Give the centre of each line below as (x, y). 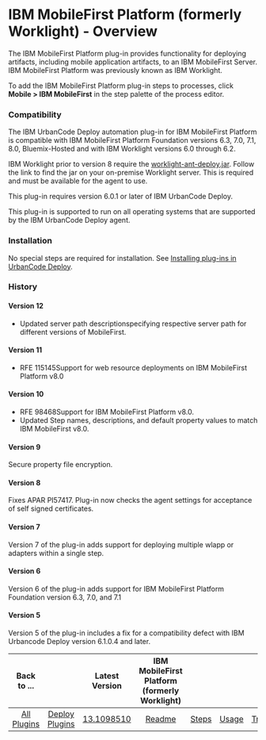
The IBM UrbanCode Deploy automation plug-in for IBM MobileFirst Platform (133, 132)
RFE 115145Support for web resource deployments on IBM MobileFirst (133, 367)
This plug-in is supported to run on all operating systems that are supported (132, 212)
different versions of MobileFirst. (73, 332)
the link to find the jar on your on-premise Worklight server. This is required (131, 173)
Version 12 (26, 306)
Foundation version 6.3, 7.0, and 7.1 (65, 597)
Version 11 (25, 350)
